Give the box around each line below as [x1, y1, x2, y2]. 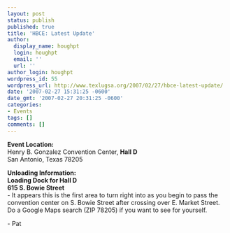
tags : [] [7, 114, 33, 121]
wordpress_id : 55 [7, 75, 58, 83]
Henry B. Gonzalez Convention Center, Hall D [7, 148, 138, 156]
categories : [7, 101, 42, 108]
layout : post [7, 10, 45, 17]
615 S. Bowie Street [7, 183, 65, 192]
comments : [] [7, 120, 45, 128]
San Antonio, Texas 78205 [7, 155, 83, 163]
